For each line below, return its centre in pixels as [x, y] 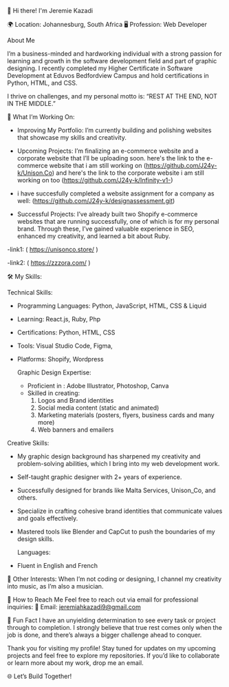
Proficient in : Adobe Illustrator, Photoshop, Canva [98, 386]
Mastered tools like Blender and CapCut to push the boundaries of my [116, 531]
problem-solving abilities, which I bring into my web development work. [118, 464]
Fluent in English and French [57, 566]
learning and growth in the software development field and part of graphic [112, 61]
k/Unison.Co [35, 173]
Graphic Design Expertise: [54, 372]
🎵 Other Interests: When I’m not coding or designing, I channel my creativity [115, 579]
